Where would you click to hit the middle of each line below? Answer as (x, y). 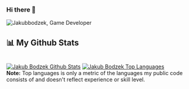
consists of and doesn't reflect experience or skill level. (76, 80)
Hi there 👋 (21, 10)
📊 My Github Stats (43, 43)
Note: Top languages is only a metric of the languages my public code (94, 73)
